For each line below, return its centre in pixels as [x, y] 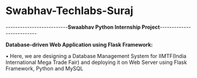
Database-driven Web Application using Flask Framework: [79, 45]
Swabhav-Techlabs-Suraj [69, 11]
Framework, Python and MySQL [45, 68]
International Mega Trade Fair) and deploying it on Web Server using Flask [96, 62]
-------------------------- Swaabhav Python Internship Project [83, 27]
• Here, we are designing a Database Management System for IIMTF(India [96, 56]
